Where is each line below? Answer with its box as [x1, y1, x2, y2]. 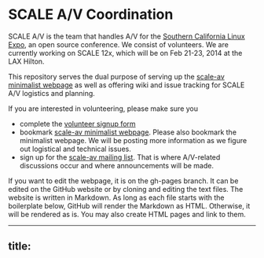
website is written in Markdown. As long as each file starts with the [8, 193, 225, 202]
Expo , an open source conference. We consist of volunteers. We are [8, 39, 229, 49]
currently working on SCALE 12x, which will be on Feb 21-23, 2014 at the [8, 48, 243, 57]
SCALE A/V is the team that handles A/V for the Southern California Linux [8, 31, 245, 41]
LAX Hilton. [8, 57, 45, 66]
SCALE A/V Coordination [8, 6, 174, 24]
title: [8, 240, 31, 253]
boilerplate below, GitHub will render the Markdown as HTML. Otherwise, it [8, 201, 251, 210]
